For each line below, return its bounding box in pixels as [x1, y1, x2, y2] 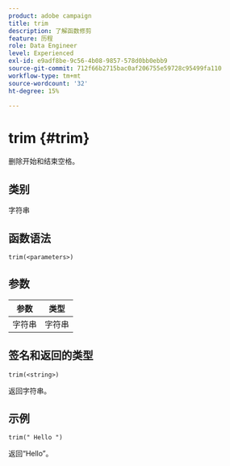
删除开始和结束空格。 [8, 157, 79, 166]
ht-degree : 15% [8, 86, 60, 95]
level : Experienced [8, 49, 74, 57]
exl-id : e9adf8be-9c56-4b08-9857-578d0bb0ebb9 [8, 57, 168, 65]
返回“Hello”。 [8, 449, 53, 459]
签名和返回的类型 [8, 349, 94, 363]
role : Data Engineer [8, 42, 78, 50]
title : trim [8, 19, 48, 27]
